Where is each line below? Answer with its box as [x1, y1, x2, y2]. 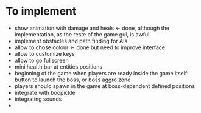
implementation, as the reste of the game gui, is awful [14, 30, 150, 38]
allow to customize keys [14, 50, 76, 57]
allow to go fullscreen [14, 56, 69, 64]
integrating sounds [14, 95, 62, 103]
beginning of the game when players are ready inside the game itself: [14, 69, 189, 77]
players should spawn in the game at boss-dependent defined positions [14, 82, 196, 89]
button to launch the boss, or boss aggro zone [14, 76, 131, 83]
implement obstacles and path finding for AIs [14, 37, 128, 44]
